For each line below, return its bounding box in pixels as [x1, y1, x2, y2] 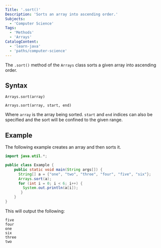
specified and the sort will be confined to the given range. [5, 117, 123, 123]
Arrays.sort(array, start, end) [5, 103, 72, 108]
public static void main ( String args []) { [14, 167, 103, 172]
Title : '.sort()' [5, 7, 41, 12]
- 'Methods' [9, 30, 35, 35]
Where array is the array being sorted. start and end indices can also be [5, 112, 153, 118]
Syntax [5, 81, 28, 90]
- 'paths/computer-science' [9, 48, 68, 53]
